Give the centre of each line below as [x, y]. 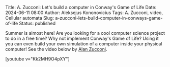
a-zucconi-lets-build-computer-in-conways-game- [109, 18]
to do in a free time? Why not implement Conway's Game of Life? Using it [82, 38]
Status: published [37, 23]
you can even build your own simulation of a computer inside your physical [84, 44]
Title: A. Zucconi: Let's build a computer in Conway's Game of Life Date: [81, 7]
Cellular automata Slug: [30, 18]
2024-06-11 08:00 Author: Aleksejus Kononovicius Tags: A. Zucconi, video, [84, 13]
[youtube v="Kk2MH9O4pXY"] [37, 59]
